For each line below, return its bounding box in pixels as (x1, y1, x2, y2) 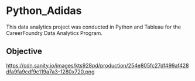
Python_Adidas (6, 4, 82, 17)
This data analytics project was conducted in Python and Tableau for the (6, 23, 182, 30)
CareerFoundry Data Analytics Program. (6, 29, 102, 36)
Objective (6, 47, 43, 57)
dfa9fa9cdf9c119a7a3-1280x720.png (6, 68, 95, 75)
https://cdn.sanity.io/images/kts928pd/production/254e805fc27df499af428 (6, 62, 189, 69)
